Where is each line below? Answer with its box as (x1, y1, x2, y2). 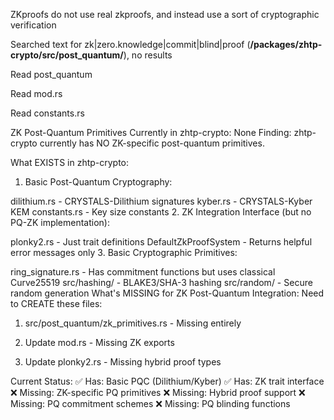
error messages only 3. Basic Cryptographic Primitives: (10, 247, 238, 258)
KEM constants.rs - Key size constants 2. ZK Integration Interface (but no (10, 206, 312, 218)
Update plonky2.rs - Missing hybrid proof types (24, 356, 222, 368)
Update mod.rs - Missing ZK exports (24, 337, 175, 348)
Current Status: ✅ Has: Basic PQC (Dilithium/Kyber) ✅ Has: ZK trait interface (10, 375, 325, 387)
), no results (123, 49, 173, 61)
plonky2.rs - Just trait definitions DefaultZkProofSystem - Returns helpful (10, 236, 313, 248)
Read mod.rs (10, 88, 63, 99)
